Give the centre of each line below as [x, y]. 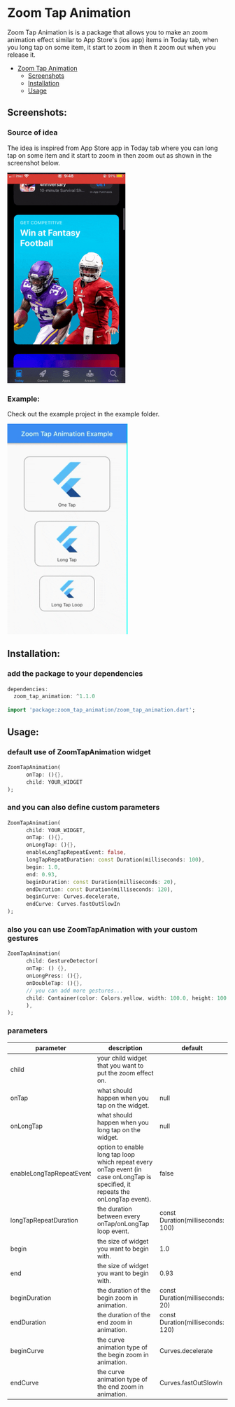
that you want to [120, 1066]
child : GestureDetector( [62, 961]
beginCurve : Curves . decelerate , [73, 897]
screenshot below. [34, 163]
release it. [22, 55]
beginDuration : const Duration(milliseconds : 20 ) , [101, 882]
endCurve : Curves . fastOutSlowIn [73, 904]
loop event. [113, 1231]
